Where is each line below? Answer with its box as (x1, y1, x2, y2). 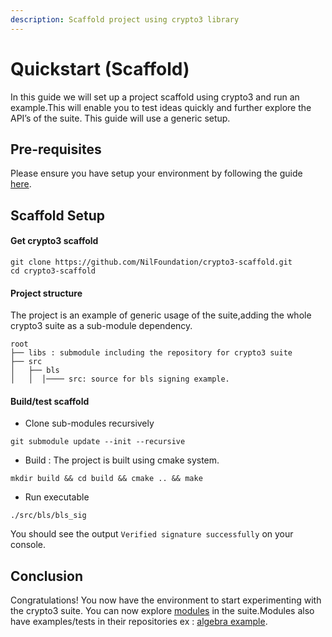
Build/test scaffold (10, 395, 90, 407)
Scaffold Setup (10, 207, 105, 224)
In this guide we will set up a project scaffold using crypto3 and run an (10, 91, 300, 103)
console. (10, 539, 47, 551)
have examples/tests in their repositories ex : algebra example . (10, 616, 268, 628)
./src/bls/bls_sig (10, 511, 87, 521)
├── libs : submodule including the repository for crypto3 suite (10, 348, 293, 358)
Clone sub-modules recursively (24, 417, 155, 430)
